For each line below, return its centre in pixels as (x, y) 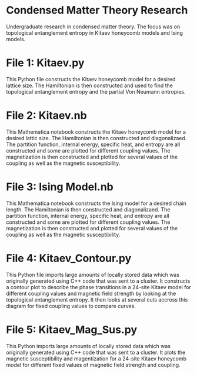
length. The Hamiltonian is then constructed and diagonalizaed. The (88, 209)
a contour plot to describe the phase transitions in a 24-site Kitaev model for (98, 287)
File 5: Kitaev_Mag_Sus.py (72, 330)
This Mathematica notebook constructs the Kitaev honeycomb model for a (96, 132)
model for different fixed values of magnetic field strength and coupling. (93, 365)
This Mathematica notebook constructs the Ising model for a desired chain (96, 203)
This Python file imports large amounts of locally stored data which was (93, 274)
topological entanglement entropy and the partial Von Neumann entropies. (96, 91)
